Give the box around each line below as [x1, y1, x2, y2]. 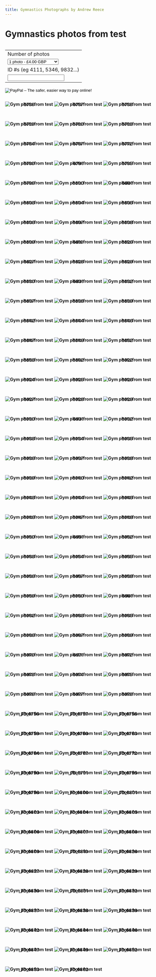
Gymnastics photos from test [5, 28, 127, 39]
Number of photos [7, 50, 50, 57]
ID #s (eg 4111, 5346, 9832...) [7, 66, 79, 73]
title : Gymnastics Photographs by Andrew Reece [5, 7, 104, 12]
